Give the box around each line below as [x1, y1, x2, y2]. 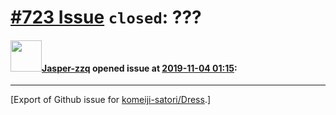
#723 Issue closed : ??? [10, 6, 202, 29]
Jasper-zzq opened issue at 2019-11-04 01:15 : [41, 62, 238, 74]
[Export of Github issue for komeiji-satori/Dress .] [10, 94, 212, 106]
